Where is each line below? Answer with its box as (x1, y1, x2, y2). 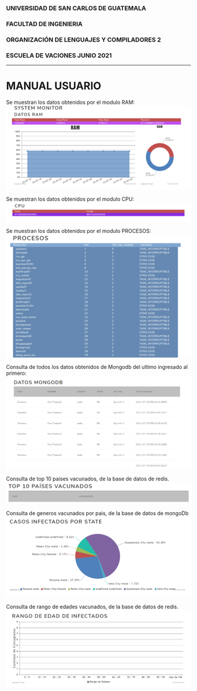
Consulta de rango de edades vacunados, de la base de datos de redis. (6, 603, 179, 610)
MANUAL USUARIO (6, 79, 101, 93)
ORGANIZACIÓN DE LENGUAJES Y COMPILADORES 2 (6, 35, 161, 43)
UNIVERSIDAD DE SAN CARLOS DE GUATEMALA (6, 4, 147, 12)
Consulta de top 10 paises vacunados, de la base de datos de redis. (6, 475, 169, 482)
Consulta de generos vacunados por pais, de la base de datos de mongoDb (6, 510, 189, 517)
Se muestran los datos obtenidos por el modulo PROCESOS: (6, 228, 151, 235)
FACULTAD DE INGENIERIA (6, 19, 83, 28)
